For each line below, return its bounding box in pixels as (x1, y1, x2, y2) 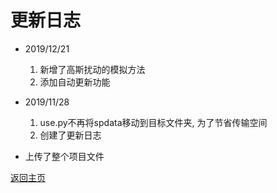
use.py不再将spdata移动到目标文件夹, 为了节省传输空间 (39, 116, 268, 128)
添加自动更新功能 (39, 76, 111, 88)
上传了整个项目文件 (24, 150, 105, 162)
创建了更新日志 (39, 129, 102, 141)
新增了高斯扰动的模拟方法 (39, 63, 146, 75)
